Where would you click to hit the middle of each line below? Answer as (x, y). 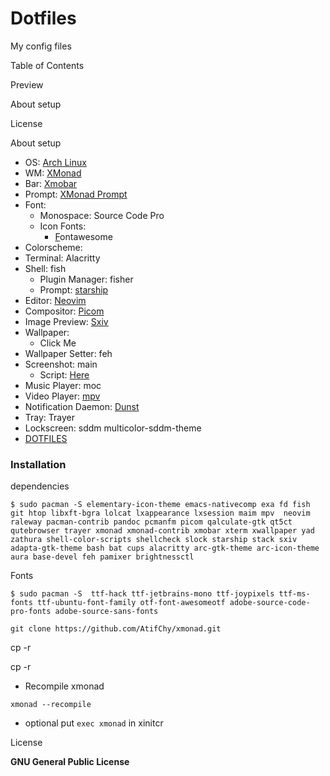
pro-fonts (31, 612)
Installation (38, 464)
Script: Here (64, 374)
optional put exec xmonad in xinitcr (94, 723)
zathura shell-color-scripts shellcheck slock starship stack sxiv (154, 540)
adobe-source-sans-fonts (106, 612)
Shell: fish (45, 268)
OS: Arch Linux (55, 162)
